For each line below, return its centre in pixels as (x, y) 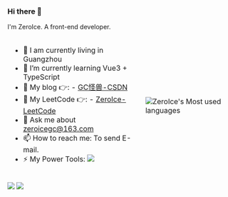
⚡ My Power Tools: (54, 159)
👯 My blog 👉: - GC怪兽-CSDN (76, 87)
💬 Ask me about (50, 120)
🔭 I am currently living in (63, 51)
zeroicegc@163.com (58, 129)
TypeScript (42, 77)
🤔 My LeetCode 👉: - (58, 99)
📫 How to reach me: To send (72, 138)
